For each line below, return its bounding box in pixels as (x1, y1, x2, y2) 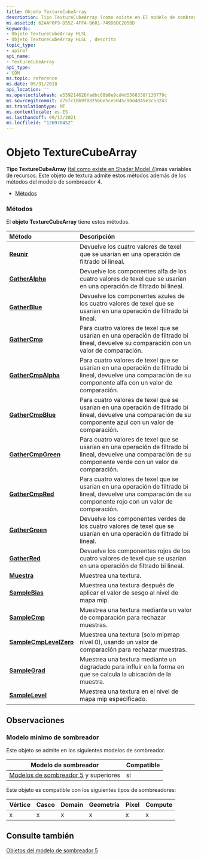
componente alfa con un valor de (80, 379, 172, 387)
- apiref (6, 48, 28, 54)
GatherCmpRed (9, 490, 54, 498)
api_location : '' (6, 87, 50, 93)
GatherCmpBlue (9, 411, 56, 419)
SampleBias (9, 588, 44, 597)
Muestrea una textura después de (80, 581, 175, 590)
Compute (145, 801, 172, 809)
